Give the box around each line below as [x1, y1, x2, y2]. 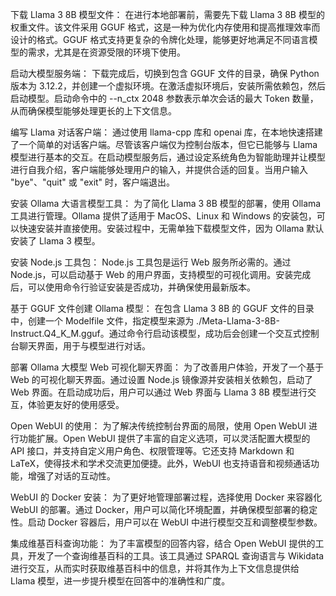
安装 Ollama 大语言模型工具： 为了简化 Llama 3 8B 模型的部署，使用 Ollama [10, 198, 322, 209]
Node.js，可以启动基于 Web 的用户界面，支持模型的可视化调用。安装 [10, 269, 294, 280]
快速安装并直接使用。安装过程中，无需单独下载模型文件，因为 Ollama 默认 [18, 223, 325, 234]
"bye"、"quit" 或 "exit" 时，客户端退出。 [10, 176, 176, 188]
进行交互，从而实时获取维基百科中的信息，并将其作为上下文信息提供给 [10, 563, 300, 574]
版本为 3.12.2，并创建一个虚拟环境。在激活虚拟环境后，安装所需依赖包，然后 [10, 80, 326, 92]
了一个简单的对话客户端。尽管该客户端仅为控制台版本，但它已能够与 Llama [10, 139, 318, 150]
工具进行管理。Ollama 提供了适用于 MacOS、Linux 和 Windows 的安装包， [10, 210, 317, 222]
